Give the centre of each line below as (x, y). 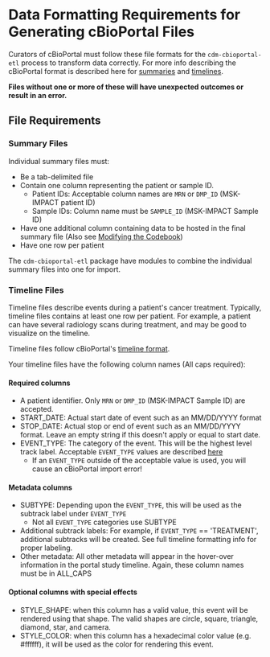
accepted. (37, 409)
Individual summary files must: (59, 161)
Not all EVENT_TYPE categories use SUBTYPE (104, 522)
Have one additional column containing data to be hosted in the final (133, 228)
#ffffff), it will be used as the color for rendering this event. (117, 644)
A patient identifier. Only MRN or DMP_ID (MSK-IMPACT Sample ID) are (133, 400)
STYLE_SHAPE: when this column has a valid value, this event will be (134, 610)
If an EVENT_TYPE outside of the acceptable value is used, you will (139, 461)
